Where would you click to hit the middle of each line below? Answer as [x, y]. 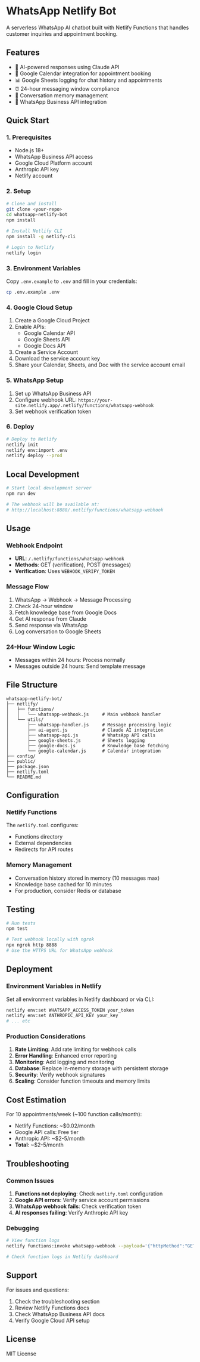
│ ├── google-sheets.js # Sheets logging [76, 740]
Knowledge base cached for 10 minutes [63, 884]
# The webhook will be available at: [53, 504]
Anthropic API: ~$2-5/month [50, 1139]
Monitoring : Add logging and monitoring [64, 1062]
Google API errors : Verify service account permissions [82, 1200]
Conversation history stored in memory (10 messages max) [87, 878]
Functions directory [39, 837]
